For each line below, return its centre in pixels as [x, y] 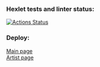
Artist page [20, 57]
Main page [20, 51]
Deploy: [18, 38]
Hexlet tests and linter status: [50, 9]
